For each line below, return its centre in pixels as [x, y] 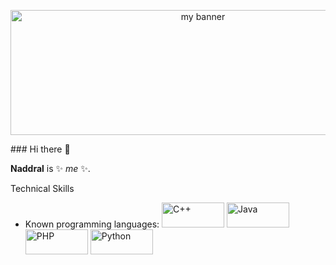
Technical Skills [42, 188]
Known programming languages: [92, 224]
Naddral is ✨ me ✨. [50, 168]
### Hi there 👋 [40, 149]
